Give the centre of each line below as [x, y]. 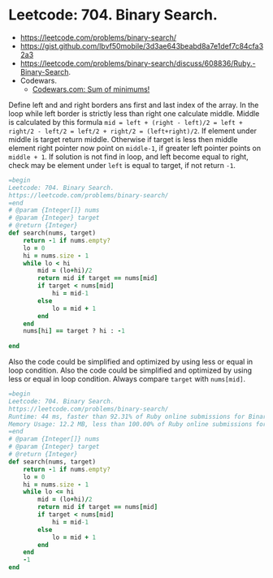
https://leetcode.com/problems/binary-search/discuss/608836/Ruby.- [138, 63]
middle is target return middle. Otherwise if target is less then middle [123, 139]
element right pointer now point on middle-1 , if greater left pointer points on [135, 148]
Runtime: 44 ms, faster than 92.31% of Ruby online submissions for [127, 416]
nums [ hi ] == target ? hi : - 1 [74, 331]
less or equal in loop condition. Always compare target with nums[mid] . [127, 379]
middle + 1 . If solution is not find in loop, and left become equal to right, [129, 157]
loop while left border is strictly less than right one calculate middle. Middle [134, 113]
